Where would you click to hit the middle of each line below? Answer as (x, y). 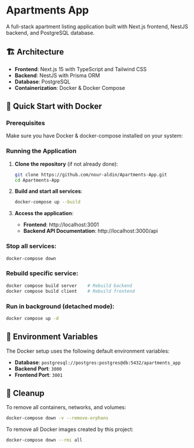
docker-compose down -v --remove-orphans (57, 418)
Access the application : (44, 213)
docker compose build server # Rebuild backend (69, 286)
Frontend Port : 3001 (38, 375)
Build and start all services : (48, 191)
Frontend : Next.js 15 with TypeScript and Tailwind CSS (81, 69)
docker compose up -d (33, 318)
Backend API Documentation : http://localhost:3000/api (91, 231)
